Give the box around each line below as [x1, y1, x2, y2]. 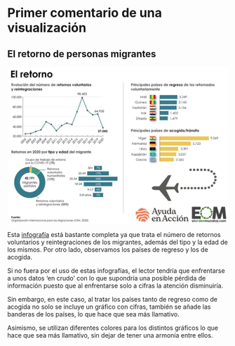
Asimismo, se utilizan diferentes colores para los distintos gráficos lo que [7, 323, 219, 332]
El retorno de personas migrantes [7, 48, 156, 60]
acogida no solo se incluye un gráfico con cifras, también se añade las [7, 302, 211, 311]
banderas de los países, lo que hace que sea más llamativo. [7, 309, 180, 318]
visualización [7, 20, 86, 36]
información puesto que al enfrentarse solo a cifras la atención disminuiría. [7, 281, 224, 290]
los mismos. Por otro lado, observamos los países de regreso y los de [7, 245, 208, 254]
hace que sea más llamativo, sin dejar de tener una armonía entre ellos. [7, 331, 213, 339]
